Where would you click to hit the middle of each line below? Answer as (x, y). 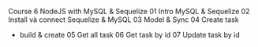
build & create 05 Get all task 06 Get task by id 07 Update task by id (130, 35)
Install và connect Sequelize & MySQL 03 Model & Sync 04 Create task (123, 20)
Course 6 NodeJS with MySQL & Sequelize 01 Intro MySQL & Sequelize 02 (129, 11)
